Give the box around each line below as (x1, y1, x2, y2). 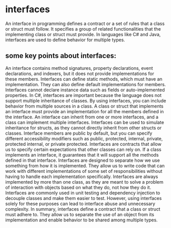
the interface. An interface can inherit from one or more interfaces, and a (5, 114, 159, 120)
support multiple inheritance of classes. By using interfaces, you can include (5, 97, 166, 104)
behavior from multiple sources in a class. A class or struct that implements (5, 103, 164, 109)
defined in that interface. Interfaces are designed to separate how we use (5, 157, 160, 163)
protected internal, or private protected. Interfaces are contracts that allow (5, 141, 162, 147)
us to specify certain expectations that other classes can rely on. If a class (5, 146, 162, 153)
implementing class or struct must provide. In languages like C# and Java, (5, 31, 161, 37)
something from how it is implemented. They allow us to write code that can (5, 162, 165, 169)
